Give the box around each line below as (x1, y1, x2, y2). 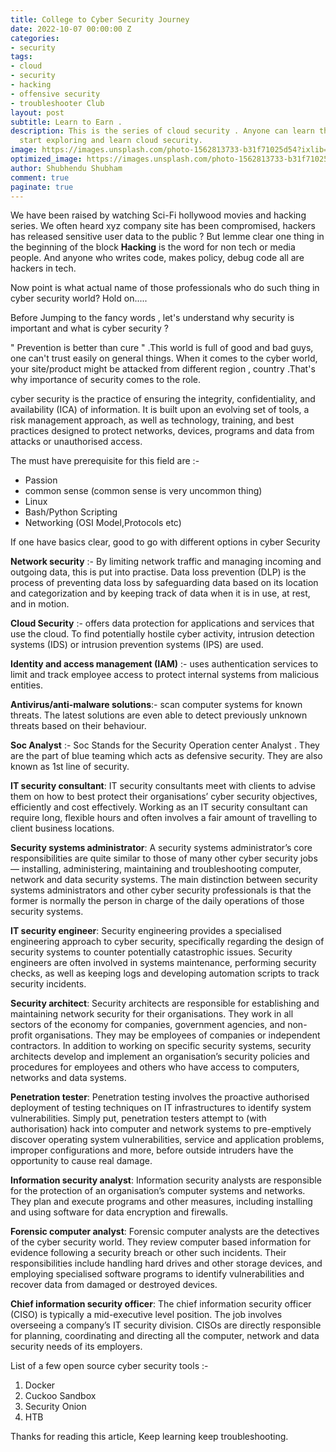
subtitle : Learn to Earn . (10, 117, 123, 127)
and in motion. (10, 598, 70, 610)
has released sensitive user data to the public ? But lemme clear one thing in (10, 231, 325, 243)
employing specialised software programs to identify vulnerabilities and (10, 1268, 305, 1280)
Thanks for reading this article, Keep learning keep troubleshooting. (10, 1431, 289, 1443)
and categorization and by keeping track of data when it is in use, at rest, (10, 587, 311, 600)
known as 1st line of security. (10, 761, 130, 773)
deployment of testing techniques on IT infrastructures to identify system (10, 1102, 312, 1114)
